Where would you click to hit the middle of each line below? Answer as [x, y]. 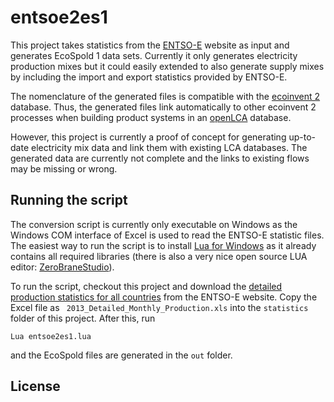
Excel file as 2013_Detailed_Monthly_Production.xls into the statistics [159, 307]
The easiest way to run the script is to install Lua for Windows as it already [163, 245]
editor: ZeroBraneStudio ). [62, 267]
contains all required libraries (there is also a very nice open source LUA [159, 256]
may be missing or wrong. [64, 168]
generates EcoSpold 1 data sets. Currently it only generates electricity [154, 55]
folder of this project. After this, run [83, 318]
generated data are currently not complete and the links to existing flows [160, 158]
